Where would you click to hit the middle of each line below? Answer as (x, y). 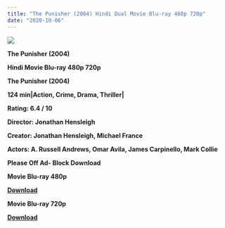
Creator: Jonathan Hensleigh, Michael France (75, 135)
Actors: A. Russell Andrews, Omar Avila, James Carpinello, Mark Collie (112, 149)
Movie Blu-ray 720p (37, 203)
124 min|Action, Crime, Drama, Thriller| (66, 94)
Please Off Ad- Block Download (54, 163)
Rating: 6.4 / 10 (30, 108)
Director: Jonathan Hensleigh (51, 122)
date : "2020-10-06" (36, 20)
